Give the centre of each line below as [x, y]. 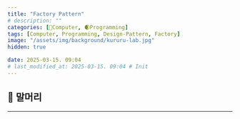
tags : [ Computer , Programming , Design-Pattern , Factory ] [94, 34]
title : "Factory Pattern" [46, 14]
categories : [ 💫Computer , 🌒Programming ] [68, 27]
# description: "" [35, 21]
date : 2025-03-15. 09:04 [44, 60]
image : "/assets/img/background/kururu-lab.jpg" [81, 41]
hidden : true [27, 47]
